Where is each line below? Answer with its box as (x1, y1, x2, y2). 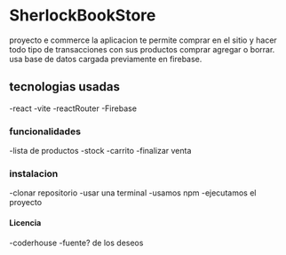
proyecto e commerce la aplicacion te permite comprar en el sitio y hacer (9, 35, 277, 45)
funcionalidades (9, 125, 82, 138)
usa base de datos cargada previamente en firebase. (9, 53, 203, 64)
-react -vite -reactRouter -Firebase (9, 103, 138, 114)
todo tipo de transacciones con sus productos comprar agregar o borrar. (9, 44, 275, 54)
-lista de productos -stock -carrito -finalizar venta (9, 146, 192, 156)
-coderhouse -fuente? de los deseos (9, 237, 144, 248)
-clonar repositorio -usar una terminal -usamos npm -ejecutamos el (9, 187, 257, 198)
